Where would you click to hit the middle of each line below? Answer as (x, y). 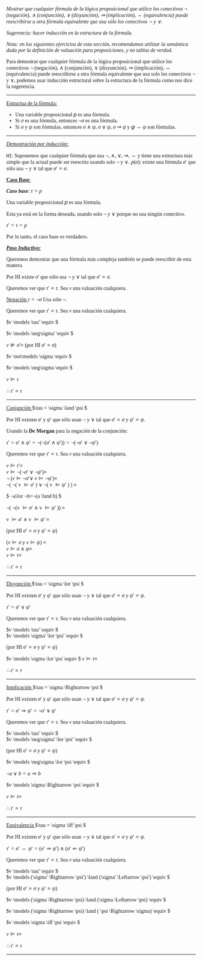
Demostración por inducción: (38, 144)
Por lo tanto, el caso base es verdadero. (47, 237)
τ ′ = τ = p (17, 225)
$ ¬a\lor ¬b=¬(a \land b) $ (34, 496)
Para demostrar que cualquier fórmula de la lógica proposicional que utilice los (89, 61)
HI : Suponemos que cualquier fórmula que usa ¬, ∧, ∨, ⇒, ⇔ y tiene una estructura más (99, 156)
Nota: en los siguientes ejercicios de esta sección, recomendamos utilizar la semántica (97, 44)
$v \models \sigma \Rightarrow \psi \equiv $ (53, 785)
